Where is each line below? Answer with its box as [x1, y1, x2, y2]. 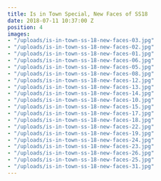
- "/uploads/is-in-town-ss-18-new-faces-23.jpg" [7, 143, 155, 150]
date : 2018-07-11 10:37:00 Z [7, 17, 94, 24]
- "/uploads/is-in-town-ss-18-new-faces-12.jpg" [7, 76, 155, 84]
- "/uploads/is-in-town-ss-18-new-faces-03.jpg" [7, 37, 155, 44]
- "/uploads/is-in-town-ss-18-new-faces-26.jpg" [7, 150, 155, 157]
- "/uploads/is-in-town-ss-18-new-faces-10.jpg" [7, 97, 155, 104]
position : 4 [7, 24, 43, 31]
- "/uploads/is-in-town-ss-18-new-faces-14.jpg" [7, 90, 155, 97]
